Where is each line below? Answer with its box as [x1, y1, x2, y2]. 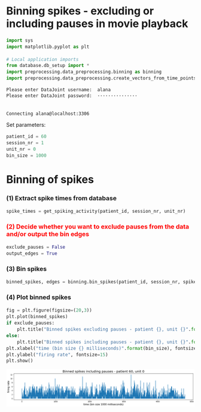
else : [6, 332, 20, 338]
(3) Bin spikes [6, 264, 47, 273]
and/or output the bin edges [6, 230, 90, 238]
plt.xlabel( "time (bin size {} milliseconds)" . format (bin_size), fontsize [6, 345, 197, 351]
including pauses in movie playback [6, 17, 188, 30]
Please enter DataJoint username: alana [6, 87, 111, 93]
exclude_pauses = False [6, 244, 66, 251]
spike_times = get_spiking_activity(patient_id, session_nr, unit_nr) [6, 208, 186, 215]
